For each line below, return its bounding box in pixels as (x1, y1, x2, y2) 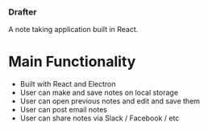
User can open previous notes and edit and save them (19, 96, 200, 106)
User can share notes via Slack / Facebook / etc (19, 113, 180, 123)
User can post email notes (19, 105, 107, 115)
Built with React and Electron (19, 79, 116, 89)
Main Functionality (8, 53, 136, 71)
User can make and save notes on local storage (19, 87, 179, 98)
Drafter (8, 6, 37, 18)
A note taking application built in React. (8, 25, 139, 35)
